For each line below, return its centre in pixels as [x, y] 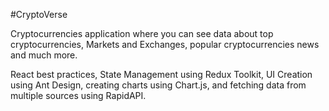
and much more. [44, 55]
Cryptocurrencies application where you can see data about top [142, 33]
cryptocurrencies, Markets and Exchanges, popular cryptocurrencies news [165, 44]
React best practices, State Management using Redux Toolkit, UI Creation [161, 74]
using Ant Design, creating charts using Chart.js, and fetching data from [158, 85]
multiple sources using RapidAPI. [78, 95]
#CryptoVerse [39, 14]
